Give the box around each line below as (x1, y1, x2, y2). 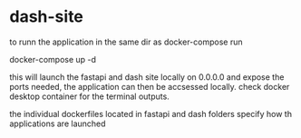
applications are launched (9, 118, 106, 129)
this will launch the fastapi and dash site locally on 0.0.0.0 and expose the (9, 71, 285, 83)
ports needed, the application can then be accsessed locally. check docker (9, 81, 290, 92)
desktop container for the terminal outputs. (9, 91, 170, 102)
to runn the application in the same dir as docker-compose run (9, 36, 243, 47)
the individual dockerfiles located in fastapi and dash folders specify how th (9, 108, 293, 119)
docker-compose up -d (9, 54, 97, 64)
